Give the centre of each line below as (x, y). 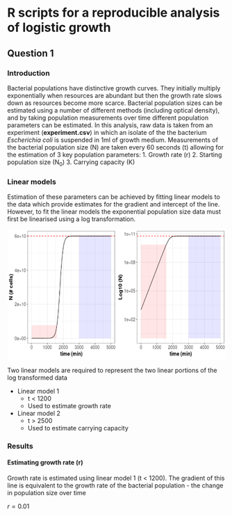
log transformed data (38, 378)
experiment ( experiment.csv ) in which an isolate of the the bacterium (107, 132)
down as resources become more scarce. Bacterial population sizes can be (115, 103)
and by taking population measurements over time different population (108, 118)
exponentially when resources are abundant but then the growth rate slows (115, 95)
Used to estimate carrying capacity (78, 428)
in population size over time (47, 493)
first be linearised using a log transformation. (72, 219)
